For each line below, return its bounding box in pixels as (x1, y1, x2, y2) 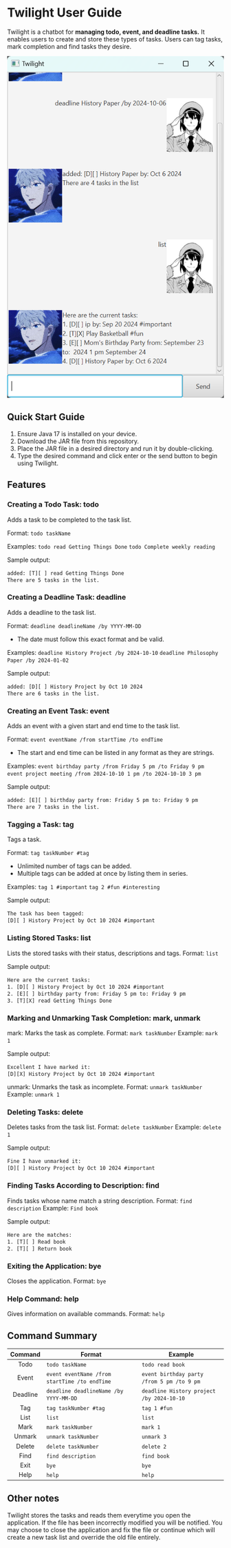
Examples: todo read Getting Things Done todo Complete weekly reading (7, 542, 215, 550)
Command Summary (7, 1330, 98, 1342)
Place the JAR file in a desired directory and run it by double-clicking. (16, 444, 214, 453)
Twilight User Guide (7, 5, 122, 21)
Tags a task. (7, 835, 42, 843)
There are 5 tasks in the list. (7, 576, 100, 584)
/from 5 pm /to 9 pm (142, 1378, 201, 1385)
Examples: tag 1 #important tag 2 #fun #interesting (7, 883, 160, 891)
